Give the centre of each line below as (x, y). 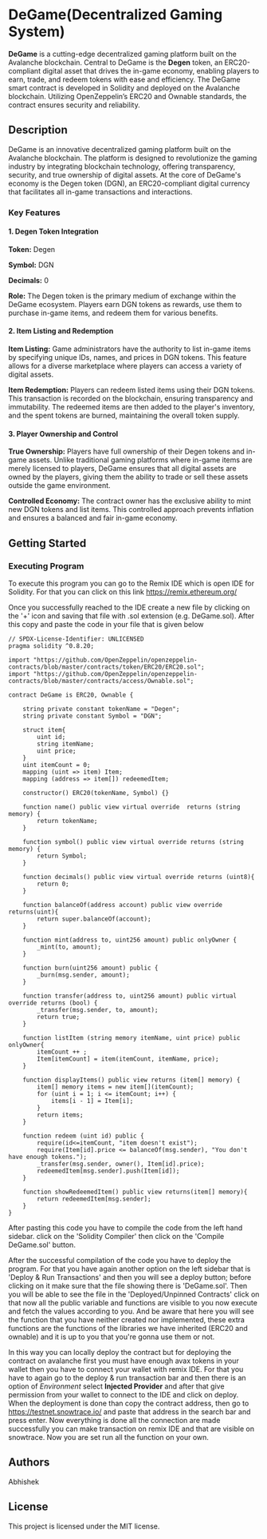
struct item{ (44, 730)
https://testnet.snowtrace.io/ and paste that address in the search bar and (130, 1411)
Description (38, 130)
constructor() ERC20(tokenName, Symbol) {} (96, 793)
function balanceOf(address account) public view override (123, 905)
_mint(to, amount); (69, 947)
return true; (59, 1017)
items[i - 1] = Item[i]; (92, 1101)
